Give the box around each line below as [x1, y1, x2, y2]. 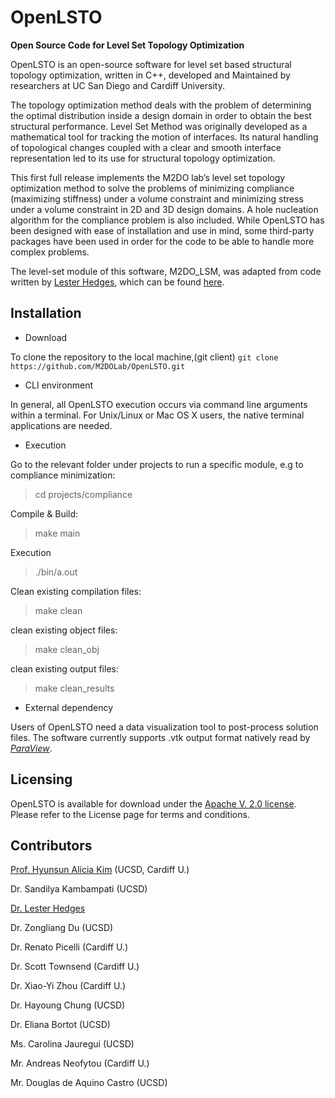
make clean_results [34, 682, 115, 694]
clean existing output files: [10, 662, 119, 675]
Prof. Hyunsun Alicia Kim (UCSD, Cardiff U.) [10, 864, 190, 876]
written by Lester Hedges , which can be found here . [10, 276, 225, 288]
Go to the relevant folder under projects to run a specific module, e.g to [10, 458, 304, 470]
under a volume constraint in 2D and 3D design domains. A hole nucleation [10, 203, 319, 215]
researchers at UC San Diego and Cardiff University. [10, 79, 225, 91]
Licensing [10, 771, 73, 788]
